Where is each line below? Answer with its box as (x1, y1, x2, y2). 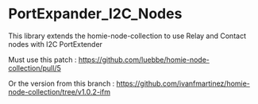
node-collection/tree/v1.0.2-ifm (8, 87, 111, 96)
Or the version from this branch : (8, 79, 115, 88)
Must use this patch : (8, 55, 77, 64)
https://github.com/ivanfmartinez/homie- (116, 79, 250, 88)
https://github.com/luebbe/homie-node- (78, 55, 210, 64)
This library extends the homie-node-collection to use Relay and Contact (8, 31, 246, 40)
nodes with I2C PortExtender (8, 39, 103, 48)
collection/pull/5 (8, 63, 61, 72)
